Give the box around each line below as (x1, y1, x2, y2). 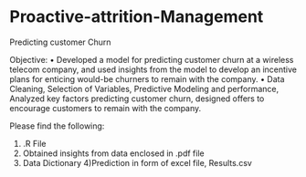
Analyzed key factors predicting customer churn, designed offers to (9, 93, 265, 104)
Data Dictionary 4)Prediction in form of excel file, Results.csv (22, 157, 253, 168)
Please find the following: (9, 120, 105, 131)
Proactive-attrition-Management (9, 6, 264, 27)
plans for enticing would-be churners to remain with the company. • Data (9, 73, 285, 84)
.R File (22, 138, 47, 149)
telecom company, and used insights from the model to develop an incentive (9, 64, 298, 75)
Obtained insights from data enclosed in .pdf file (22, 148, 205, 159)
